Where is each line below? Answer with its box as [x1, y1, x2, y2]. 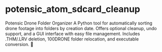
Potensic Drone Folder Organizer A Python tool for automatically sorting [5, 20, 153, 26]
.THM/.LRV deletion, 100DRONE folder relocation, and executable [5, 36, 139, 42]
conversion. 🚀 [5, 41, 34, 47]
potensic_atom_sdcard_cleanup [5, 3, 141, 15]
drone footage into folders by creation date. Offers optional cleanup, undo [5, 25, 157, 31]
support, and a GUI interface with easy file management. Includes [5, 30, 141, 36]
